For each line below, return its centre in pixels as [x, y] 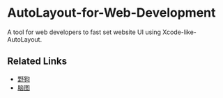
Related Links [37, 62]
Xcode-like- [180, 32]
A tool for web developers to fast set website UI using [84, 32]
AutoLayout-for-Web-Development [111, 13]
